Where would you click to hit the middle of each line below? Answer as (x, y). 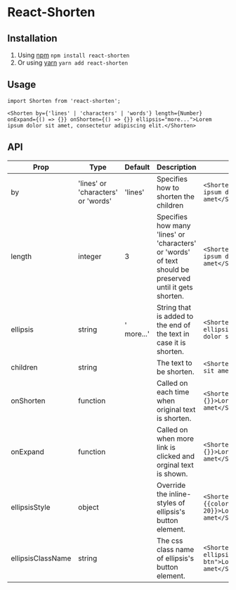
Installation (32, 38)
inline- (180, 494)
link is (166, 447)
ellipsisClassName (41, 558)
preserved (174, 278)
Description (177, 167)
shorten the (176, 196)
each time (173, 391)
